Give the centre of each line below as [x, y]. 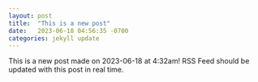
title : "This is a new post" [60, 23]
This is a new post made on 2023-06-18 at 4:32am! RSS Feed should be [129, 61]
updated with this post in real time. [66, 70]
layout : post [30, 16]
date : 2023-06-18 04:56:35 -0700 [69, 31]
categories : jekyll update [54, 38]
